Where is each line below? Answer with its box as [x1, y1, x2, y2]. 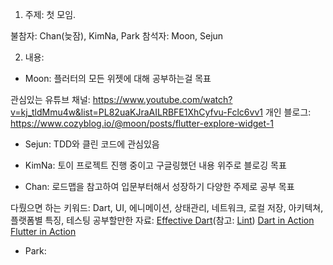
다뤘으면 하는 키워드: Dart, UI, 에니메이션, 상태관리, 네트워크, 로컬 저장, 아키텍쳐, [10, 202, 324, 213]
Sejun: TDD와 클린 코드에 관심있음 [24, 138, 160, 150]
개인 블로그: [264, 106, 312, 118]
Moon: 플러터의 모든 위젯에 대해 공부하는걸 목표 [24, 73, 212, 84]
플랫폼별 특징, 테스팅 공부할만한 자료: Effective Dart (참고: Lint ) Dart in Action [10, 214, 315, 226]
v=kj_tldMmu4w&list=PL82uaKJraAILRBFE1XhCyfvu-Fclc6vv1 [10, 106, 263, 118]
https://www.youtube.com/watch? [92, 94, 233, 105]
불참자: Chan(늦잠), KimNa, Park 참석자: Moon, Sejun [10, 30, 224, 42]
